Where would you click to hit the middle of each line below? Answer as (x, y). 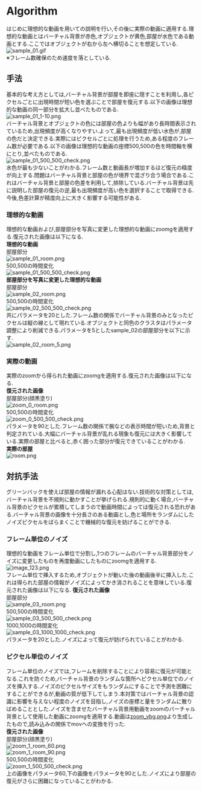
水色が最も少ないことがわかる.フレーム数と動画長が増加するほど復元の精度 (99, 167)
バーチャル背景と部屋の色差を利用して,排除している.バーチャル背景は (103, 182)
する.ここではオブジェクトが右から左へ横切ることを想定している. (97, 43)
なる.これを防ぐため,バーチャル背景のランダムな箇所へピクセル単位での (95, 678)
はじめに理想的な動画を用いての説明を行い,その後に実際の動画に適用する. (97, 28)
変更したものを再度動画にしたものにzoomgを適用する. (89, 561)
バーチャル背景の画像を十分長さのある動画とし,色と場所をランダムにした (103, 515)
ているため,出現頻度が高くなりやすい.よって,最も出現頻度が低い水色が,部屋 (99, 130)
